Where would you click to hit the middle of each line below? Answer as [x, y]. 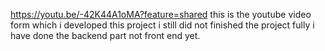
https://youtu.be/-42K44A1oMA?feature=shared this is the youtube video [161, 14]
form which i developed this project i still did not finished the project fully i [162, 25]
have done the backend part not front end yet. [105, 35]
